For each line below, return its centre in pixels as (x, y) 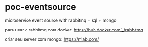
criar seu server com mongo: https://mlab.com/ (52, 39)
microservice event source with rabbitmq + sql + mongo (61, 20)
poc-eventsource (40, 7)
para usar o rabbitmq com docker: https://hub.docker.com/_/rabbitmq (74, 30)
